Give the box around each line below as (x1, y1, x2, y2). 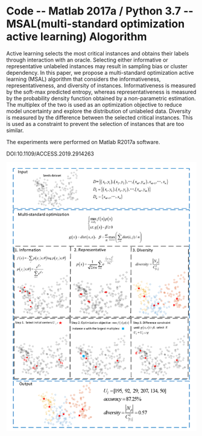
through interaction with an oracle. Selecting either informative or (6, 56, 169, 63)
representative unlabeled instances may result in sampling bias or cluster (6, 62, 188, 70)
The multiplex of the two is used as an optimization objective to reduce (6, 101, 182, 108)
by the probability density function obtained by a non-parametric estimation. (6, 95, 196, 102)
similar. (6, 127, 24, 134)
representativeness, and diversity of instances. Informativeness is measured (6, 81, 196, 89)
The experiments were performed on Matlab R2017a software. (6, 138, 160, 145)
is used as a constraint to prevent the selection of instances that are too (6, 120, 185, 127)
